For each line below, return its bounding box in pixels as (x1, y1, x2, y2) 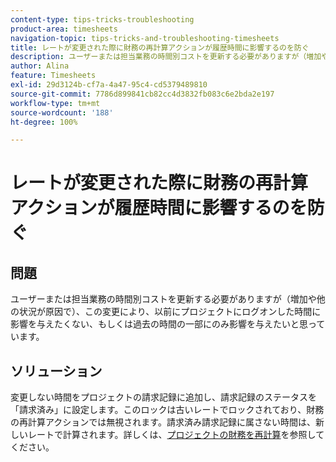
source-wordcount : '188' (10, 107, 114, 118)
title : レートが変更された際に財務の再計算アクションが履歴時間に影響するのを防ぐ (10, 42, 310, 53)
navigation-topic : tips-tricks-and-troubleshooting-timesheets (10, 33, 280, 43)
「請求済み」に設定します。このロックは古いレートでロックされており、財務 (10, 404, 325, 416)
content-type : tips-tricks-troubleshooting (10, 14, 195, 25)
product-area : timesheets (10, 24, 118, 34)
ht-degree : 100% (10, 117, 78, 127)
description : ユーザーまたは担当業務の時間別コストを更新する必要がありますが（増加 (10, 52, 322, 62)
